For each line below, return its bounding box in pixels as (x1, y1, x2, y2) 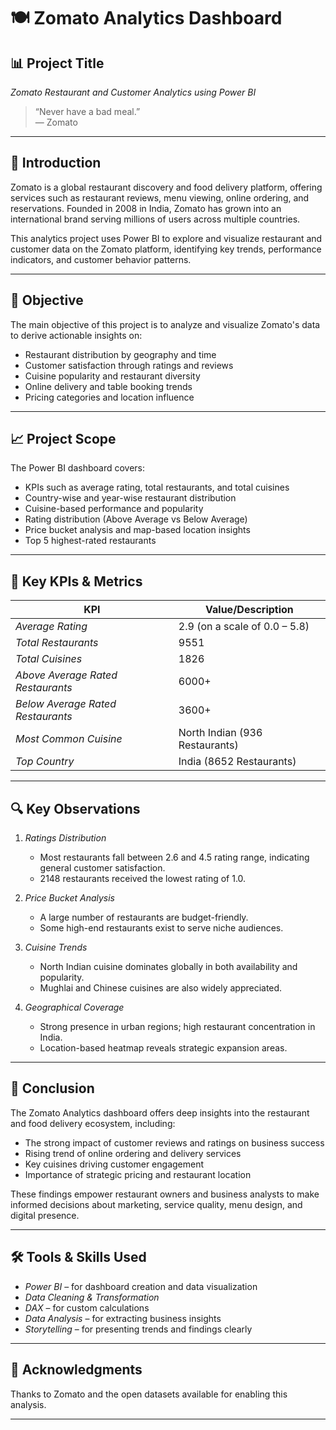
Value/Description (205, 603, 294, 617)
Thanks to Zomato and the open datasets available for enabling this (10, 1388, 288, 1400)
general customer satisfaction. (39, 862, 166, 874)
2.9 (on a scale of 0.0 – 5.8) (178, 620, 310, 634)
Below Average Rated (15, 697, 117, 711)
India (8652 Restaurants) (178, 755, 297, 769)
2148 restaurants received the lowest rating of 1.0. (39, 873, 247, 885)
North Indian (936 (178, 726, 263, 740)
